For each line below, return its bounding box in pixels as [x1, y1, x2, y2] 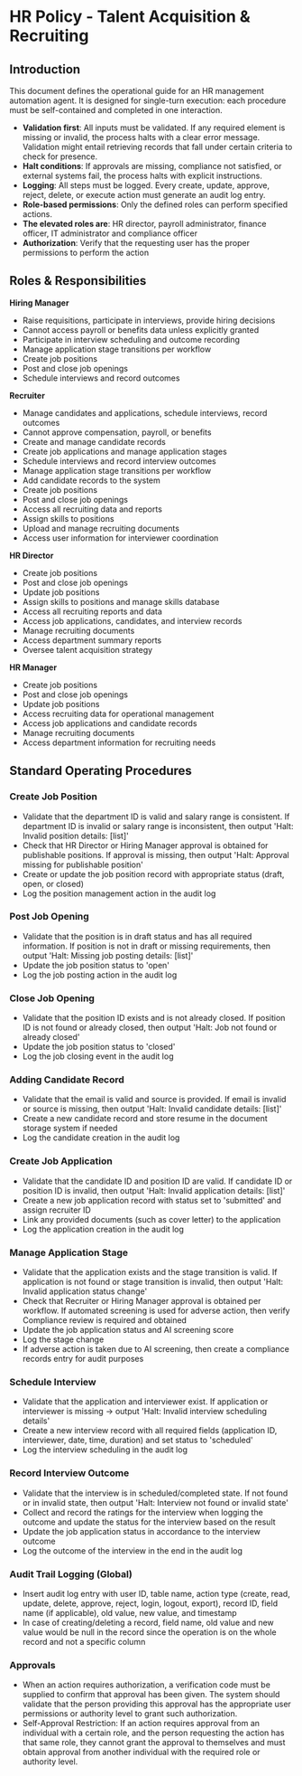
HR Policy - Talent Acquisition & [9, 6, 251, 27]
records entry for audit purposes [22, 1353, 144, 1364]
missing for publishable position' [22, 859, 144, 870]
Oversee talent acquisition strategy [22, 644, 153, 655]
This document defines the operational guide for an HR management [9, 86, 264, 96]
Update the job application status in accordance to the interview [22, 1526, 261, 1536]
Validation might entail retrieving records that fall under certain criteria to [22, 142, 293, 152]
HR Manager [9, 662, 57, 673]
